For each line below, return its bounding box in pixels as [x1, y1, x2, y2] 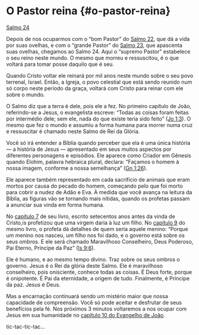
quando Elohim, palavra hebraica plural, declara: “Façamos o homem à [6, 158, 179, 165]
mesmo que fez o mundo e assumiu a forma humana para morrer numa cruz [6, 121, 193, 128]
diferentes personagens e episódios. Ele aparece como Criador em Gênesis [6, 151, 191, 159]
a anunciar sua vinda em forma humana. [6, 201, 105, 208]
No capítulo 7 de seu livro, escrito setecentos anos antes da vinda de [6, 213, 175, 220]
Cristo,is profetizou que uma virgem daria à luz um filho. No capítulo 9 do [6, 219, 185, 226]
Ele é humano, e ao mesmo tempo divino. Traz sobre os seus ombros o [6, 255, 180, 263]
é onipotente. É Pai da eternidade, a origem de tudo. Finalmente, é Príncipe [6, 274, 190, 282]
